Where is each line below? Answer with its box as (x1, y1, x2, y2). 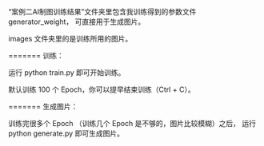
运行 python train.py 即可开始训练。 (8, 68, 126, 77)
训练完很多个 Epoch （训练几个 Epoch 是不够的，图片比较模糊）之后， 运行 (8, 119, 257, 128)
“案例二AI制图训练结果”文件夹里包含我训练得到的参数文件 (8, 7, 197, 16)
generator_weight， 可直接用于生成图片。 (8, 17, 146, 26)
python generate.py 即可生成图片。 (8, 128, 124, 138)
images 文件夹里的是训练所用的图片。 (8, 34, 133, 43)
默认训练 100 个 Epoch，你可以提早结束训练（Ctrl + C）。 (8, 85, 195, 94)
